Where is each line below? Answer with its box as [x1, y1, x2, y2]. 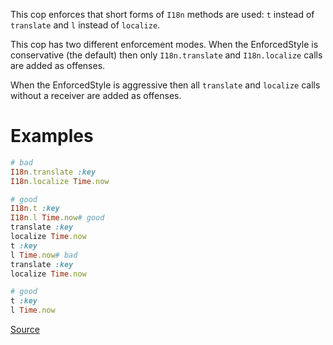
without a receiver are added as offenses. [10, 90, 182, 101]
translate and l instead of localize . [10, 19, 161, 31]
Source [10, 324, 40, 336]
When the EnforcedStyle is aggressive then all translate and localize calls [10, 79, 321, 91]
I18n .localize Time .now [10, 176, 110, 186]
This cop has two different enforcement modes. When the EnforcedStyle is [10, 39, 319, 50]
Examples [10, 125, 94, 148]
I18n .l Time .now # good [10, 213, 105, 223]
